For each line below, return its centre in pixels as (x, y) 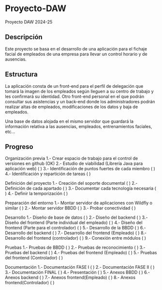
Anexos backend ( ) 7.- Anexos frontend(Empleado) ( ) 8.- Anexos (70, 277)
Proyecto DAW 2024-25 (29, 22)
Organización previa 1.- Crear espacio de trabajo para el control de (72, 159)
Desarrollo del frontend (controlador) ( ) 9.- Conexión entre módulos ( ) (76, 238)
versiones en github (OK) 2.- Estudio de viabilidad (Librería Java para (74, 163)
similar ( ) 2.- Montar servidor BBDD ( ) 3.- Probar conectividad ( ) (71, 208)
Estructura (21, 74)
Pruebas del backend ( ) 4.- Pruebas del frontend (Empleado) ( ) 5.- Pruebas (81, 253)
